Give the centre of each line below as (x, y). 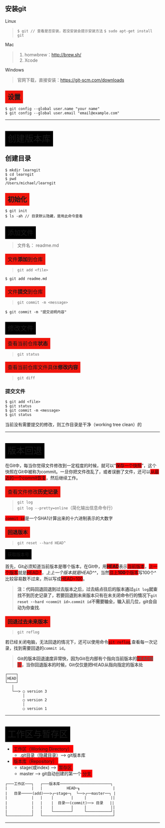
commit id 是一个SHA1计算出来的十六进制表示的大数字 (59, 518)
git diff (26, 378)
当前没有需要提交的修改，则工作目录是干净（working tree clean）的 (73, 425)
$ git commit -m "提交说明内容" (36, 312)
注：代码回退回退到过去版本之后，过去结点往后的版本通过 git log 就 (85, 589)
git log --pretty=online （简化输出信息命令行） (66, 508)
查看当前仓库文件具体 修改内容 (43, 368)
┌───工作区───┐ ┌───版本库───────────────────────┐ (59, 784)
